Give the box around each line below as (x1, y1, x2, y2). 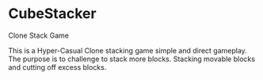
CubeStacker (8, 5, 97, 23)
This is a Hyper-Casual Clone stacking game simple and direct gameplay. (8, 45, 247, 55)
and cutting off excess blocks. (8, 62, 107, 71)
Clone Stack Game (8, 31, 70, 40)
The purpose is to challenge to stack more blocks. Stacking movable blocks (8, 54, 256, 64)
